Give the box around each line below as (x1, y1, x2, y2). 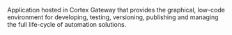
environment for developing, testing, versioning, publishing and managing (7, 13, 219, 21)
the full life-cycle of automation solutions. (7, 21, 127, 28)
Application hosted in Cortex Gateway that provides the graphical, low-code (7, 6, 225, 14)
